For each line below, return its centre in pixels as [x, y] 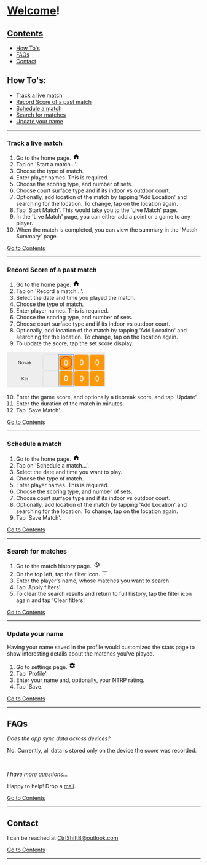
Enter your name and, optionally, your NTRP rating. [80, 680]
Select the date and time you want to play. [69, 472]
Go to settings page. [41, 667]
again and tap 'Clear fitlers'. [51, 600]
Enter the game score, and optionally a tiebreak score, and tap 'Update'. [107, 397]
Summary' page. [37, 237]
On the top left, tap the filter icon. [58, 574]
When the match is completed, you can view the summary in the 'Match [107, 230]
